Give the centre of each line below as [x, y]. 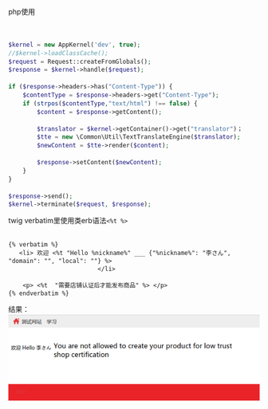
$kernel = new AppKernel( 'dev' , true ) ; [75, 45]
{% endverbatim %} [39, 293]
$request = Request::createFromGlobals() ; [80, 61]
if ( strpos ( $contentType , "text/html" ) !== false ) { [110, 103]
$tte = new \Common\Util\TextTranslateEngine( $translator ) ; [139, 137]
